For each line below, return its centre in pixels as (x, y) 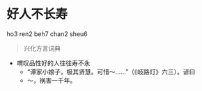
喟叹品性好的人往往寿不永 (53, 63)
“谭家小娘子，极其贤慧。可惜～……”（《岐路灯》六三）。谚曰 (111, 72)
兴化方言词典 (42, 48)
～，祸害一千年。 (52, 80)
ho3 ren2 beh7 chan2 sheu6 (47, 34)
